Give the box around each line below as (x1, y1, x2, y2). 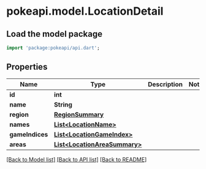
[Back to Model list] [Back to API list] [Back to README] (6, 156, 147, 163)
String (54, 100, 72, 108)
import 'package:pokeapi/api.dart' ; (6, 45, 100, 51)
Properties (6, 62, 48, 72)
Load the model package (6, 29, 103, 39)
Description (148, 80, 183, 88)
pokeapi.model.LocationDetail (6, 4, 164, 18)
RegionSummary (54, 110, 104, 119)
